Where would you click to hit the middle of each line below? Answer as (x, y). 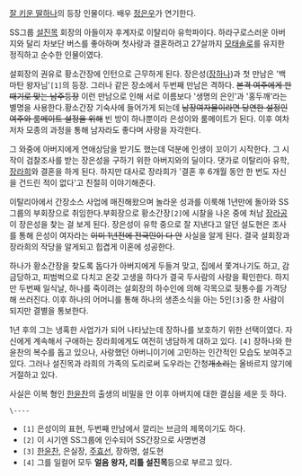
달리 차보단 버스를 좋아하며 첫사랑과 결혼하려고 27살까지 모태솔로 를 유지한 (155, 44)
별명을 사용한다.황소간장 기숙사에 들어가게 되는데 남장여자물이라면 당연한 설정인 (149, 107)
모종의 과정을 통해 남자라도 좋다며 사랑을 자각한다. (113, 130)
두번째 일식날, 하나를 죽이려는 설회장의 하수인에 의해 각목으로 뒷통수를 (141, 288)
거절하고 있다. (34, 375)
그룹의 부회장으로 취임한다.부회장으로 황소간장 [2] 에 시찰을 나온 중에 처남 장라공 (148, 213)
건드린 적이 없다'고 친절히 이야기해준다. (87, 183)
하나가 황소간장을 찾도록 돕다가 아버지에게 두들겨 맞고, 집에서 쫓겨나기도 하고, (145, 266)
